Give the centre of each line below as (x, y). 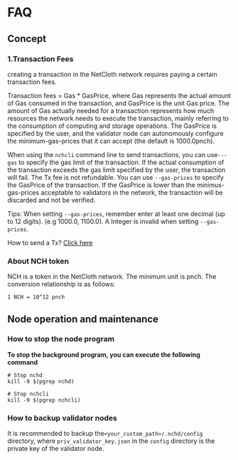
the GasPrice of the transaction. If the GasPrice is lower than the (101, 185)
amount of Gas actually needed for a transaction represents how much (111, 110)
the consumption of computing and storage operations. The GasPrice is (112, 126)
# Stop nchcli (28, 394)
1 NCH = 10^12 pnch (36, 297)
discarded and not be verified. (52, 200)
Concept (27, 39)
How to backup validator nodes (62, 418)
